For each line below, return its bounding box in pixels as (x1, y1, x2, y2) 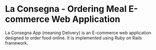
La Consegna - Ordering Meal (5, 3, 127, 15)
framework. (5, 40, 28, 46)
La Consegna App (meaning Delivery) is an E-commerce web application (5, 30, 151, 35)
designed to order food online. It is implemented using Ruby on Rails (5, 35, 142, 41)
